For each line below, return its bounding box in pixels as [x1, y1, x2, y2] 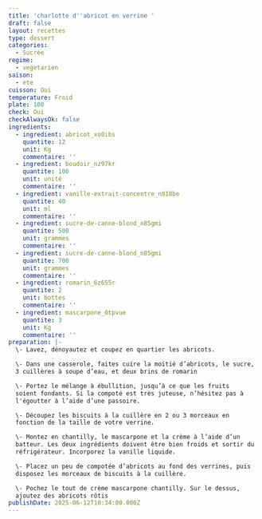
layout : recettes [8, 26, 66, 34]
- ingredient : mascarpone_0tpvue [15, 308, 127, 316]
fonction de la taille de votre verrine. [15, 418, 155, 427]
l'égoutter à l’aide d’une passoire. [15, 397, 141, 405]
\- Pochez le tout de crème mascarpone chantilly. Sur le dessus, [15, 484, 240, 492]
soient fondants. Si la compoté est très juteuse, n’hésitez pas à [15, 389, 244, 398]
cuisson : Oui [8, 85, 52, 94]
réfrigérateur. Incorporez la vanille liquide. [15, 448, 177, 456]
